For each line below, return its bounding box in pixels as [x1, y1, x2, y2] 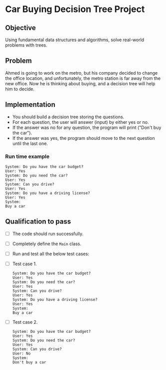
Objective [5, 24, 36, 32]
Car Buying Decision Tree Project [5, 4, 145, 15]
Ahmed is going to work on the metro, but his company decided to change [5, 70, 158, 76]
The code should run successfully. [12, 231, 84, 237]
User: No [12, 351, 31, 356]
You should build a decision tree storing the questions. [12, 114, 125, 120]
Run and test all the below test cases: [12, 251, 90, 257]
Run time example [5, 153, 50, 160]
